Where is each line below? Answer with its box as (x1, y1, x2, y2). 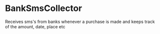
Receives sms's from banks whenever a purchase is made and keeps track (5, 19, 155, 24)
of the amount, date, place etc (5, 23, 66, 29)
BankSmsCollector (5, 3, 82, 14)
